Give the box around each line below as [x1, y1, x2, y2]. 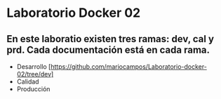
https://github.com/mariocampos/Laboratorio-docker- [51, 62, 208, 71]
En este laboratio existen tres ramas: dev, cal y [6, 33, 215, 45]
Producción [16, 85, 51, 93]
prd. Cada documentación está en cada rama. [6, 44, 210, 55]
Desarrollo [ [16, 62, 51, 71]
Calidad [16, 77, 39, 86]
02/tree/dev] [16, 70, 54, 78]
